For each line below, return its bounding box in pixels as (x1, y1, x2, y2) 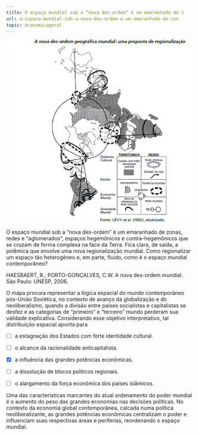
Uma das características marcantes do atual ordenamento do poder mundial (6, 392, 193, 399)
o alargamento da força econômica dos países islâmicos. (14, 380, 154, 387)
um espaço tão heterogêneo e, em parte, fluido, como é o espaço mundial (6, 253, 187, 261)
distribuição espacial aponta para (6, 320, 88, 328)
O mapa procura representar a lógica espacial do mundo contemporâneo (6, 289, 185, 296)
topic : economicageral (6, 22, 62, 28)
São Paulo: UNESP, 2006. (6, 278, 69, 285)
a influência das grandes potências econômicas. (14, 356, 133, 363)
